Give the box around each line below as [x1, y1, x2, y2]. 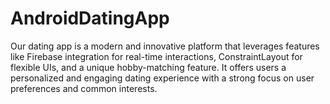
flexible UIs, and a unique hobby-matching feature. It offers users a [10, 61, 287, 73]
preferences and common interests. [10, 82, 158, 94]
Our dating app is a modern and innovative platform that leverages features [10, 40, 320, 52]
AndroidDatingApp [10, 7, 170, 30]
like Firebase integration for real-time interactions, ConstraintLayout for [10, 50, 303, 62]
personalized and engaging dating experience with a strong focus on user [10, 72, 315, 84]
